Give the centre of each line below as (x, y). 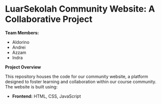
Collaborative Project (49, 19)
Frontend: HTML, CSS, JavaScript (47, 96)
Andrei (19, 47)
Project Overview (23, 67)
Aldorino (21, 42)
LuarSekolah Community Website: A (80, 9)
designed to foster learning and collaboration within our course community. (81, 82)
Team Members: (22, 33)
